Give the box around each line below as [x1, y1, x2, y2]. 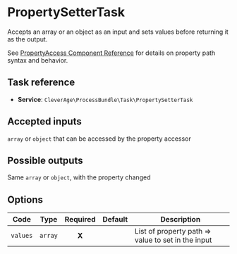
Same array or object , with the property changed [7, 173, 151, 182]
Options [7, 193, 44, 205]
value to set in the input [134, 235, 212, 245]
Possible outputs [7, 154, 83, 166]
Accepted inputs [7, 115, 83, 127]
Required [64, 215, 96, 224]
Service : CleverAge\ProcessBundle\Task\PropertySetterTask [17, 95, 193, 103]
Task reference [7, 77, 75, 89]
